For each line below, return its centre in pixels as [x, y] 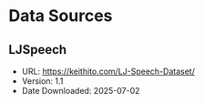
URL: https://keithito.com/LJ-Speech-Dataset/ [108, 71]
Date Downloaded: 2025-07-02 [81, 91]
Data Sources [61, 16]
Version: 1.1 [42, 81]
